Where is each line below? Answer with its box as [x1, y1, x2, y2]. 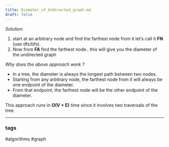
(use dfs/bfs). [12, 41, 41, 47]
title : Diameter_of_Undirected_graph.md [5, 7, 92, 13]
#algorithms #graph [5, 136, 46, 142]
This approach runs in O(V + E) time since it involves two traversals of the [5, 102, 158, 108]
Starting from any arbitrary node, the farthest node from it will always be [12, 76, 162, 82]
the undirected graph [12, 51, 57, 58]
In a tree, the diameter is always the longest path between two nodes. [12, 71, 157, 77]
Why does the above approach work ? [5, 61, 84, 67]
